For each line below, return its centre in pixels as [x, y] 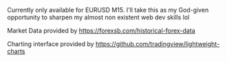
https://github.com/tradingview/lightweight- [158, 44]
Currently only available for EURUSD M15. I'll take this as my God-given [108, 10]
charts [16, 51]
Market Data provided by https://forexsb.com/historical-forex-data [101, 31]
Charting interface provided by [51, 44]
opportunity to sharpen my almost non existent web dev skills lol [98, 17]
